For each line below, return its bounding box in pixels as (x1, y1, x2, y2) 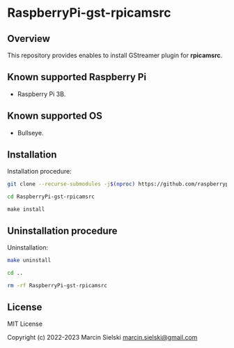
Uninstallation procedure (7, 225, 118, 236)
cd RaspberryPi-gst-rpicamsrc (7, 193, 95, 200)
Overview (7, 33, 51, 45)
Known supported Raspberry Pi (7, 71, 147, 83)
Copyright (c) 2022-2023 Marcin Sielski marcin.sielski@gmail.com (7, 333, 198, 342)
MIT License (7, 319, 43, 328)
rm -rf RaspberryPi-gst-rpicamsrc (7, 282, 108, 289)
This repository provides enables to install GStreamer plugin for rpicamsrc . (7, 51, 223, 59)
